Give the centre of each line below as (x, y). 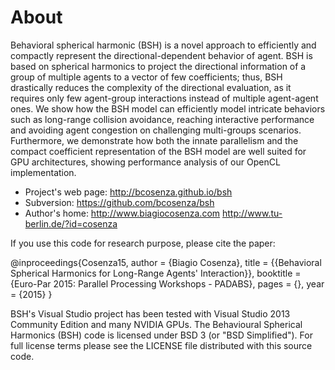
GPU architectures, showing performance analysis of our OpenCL (145, 162)
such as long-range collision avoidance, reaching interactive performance (162, 119)
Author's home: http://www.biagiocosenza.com (122, 213)
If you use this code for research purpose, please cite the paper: (143, 243)
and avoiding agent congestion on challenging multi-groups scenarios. (156, 130)
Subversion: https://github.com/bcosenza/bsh (119, 202)
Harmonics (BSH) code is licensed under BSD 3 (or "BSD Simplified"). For (161, 335)
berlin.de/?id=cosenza (71, 223)
